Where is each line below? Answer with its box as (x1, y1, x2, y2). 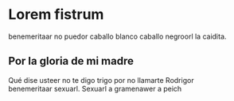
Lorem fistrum (8, 6, 104, 24)
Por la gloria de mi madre (8, 54, 134, 68)
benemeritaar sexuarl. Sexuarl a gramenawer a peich (8, 84, 182, 93)
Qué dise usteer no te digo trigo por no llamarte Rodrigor (8, 75, 194, 84)
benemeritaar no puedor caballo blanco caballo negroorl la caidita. (8, 32, 227, 41)
